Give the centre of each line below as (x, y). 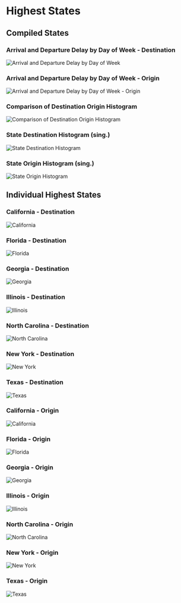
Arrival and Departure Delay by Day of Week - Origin (83, 78)
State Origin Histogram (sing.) (50, 163)
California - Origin (33, 411)
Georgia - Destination (38, 268)
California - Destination (41, 212)
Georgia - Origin (30, 467)
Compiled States (38, 33)
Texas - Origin (27, 581)
